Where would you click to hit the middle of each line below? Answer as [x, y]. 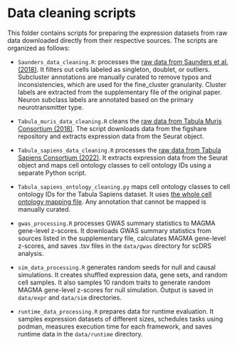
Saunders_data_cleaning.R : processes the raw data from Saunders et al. [123, 61]
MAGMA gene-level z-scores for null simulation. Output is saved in [115, 289]
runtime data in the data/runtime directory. [80, 334]
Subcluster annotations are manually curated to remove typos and [115, 77]
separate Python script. [52, 172]
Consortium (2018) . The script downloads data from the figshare [112, 128]
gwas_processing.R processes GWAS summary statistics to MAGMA [116, 223]
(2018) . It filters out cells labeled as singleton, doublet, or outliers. [114, 69]
